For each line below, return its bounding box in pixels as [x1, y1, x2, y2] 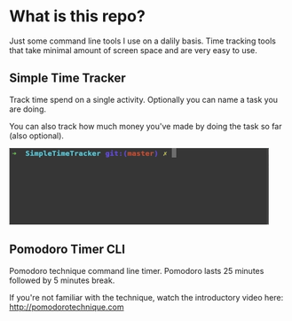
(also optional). [9, 130, 65, 141]
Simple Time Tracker [9, 71, 126, 86]
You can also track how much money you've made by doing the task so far [9, 121, 282, 131]
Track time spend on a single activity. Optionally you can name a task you [9, 94, 278, 105]
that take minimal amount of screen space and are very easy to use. [9, 44, 257, 55]
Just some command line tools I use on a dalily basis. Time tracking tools [9, 35, 277, 46]
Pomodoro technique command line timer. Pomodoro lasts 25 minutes [9, 265, 264, 276]
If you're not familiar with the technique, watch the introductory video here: [9, 292, 284, 302]
